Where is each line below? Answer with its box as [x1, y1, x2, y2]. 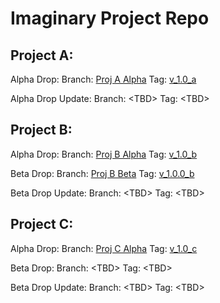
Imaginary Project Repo [10, 7, 210, 30]
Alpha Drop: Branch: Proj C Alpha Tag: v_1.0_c [10, 242, 198, 254]
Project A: [10, 47, 74, 64]
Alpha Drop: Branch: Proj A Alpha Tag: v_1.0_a [10, 73, 197, 85]
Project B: [10, 122, 73, 139]
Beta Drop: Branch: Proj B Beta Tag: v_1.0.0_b [10, 167, 195, 179]
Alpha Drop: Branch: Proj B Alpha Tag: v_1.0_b [10, 148, 198, 160]
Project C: [10, 216, 74, 233]
